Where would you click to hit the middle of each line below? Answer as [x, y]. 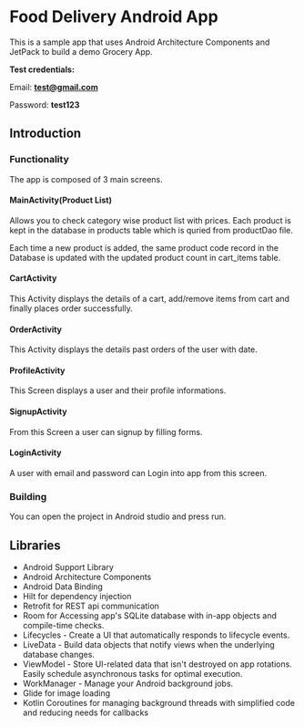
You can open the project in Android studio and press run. [118, 516]
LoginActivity [35, 452]
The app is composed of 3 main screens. [86, 179]
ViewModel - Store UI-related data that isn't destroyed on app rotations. [157, 664]
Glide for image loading [66, 693]
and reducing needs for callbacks [85, 712]
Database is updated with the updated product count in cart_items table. [145, 257]
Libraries [35, 545]
